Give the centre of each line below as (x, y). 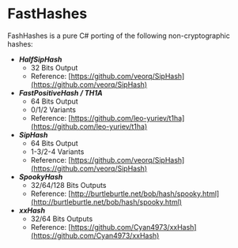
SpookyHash (41, 177)
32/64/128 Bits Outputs (68, 185)
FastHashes (47, 14)
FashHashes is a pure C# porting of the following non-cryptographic (119, 36)
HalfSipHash (40, 59)
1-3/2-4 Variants (57, 152)
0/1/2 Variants (53, 109)
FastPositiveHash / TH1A (61, 92)
